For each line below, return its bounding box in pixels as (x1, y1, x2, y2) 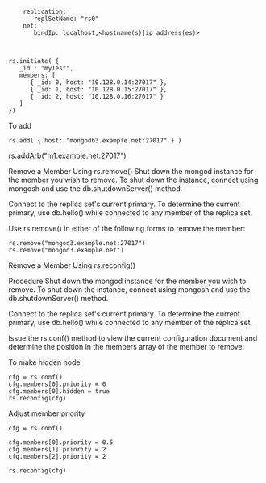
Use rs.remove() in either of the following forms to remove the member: (8, 223, 246, 233)
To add (8, 121, 32, 130)
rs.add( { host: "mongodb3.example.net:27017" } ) (8, 137, 182, 145)
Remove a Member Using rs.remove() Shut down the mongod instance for (8, 167, 254, 176)
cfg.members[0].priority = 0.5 (8, 439, 114, 447)
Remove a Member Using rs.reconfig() (8, 261, 135, 270)
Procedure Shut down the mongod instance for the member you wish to (8, 276, 247, 286)
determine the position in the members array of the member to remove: (8, 342, 245, 351)
